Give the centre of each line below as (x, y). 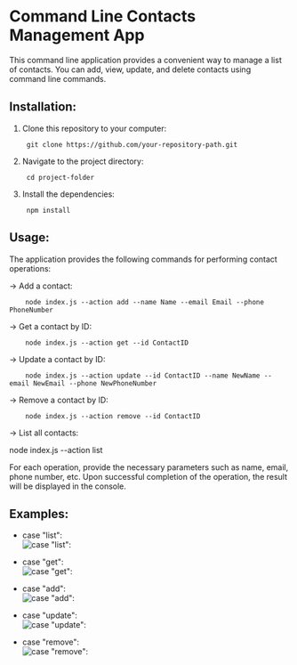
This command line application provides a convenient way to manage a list (145, 60)
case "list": (42, 535)
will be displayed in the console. (68, 486)
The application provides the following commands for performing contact (143, 259)
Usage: (30, 238)
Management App (77, 35)
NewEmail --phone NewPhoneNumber (95, 383)
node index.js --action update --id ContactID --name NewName (143, 376)
